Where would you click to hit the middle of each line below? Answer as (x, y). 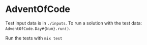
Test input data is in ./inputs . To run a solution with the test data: (74, 23)
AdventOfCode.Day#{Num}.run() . (38, 28)
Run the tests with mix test (34, 38)
